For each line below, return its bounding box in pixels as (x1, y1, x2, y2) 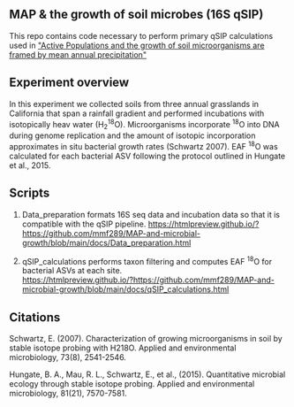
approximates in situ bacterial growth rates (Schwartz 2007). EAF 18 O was (9, 140, 278, 151)
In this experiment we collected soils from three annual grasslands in (9, 98, 259, 109)
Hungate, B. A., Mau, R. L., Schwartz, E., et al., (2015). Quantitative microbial (9, 369, 286, 380)
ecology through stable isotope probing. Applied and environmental (9, 379, 255, 389)
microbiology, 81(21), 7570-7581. (9, 388, 128, 399)
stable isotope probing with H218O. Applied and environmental (9, 342, 237, 353)
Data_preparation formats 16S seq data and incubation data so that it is (21, 209, 281, 219)
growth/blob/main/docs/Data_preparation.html (21, 237, 192, 248)
